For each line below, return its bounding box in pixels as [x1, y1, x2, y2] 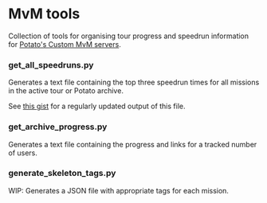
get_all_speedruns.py [8, 59, 94, 70]
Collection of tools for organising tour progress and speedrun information [8, 31, 249, 41]
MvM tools [8, 5, 80, 23]
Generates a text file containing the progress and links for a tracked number [8, 139, 257, 149]
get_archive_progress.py [8, 121, 108, 132]
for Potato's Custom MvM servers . [8, 39, 121, 49]
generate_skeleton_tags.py [8, 168, 116, 179]
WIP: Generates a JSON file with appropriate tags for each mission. [8, 185, 230, 195]
